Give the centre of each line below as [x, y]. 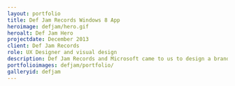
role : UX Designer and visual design [62, 53]
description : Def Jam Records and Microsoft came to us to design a [109, 59]
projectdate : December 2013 [48, 40]
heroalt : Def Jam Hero [40, 33]
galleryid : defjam [34, 71]
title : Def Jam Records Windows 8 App [64, 20]
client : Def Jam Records [43, 46]
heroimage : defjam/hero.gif [48, 26]
